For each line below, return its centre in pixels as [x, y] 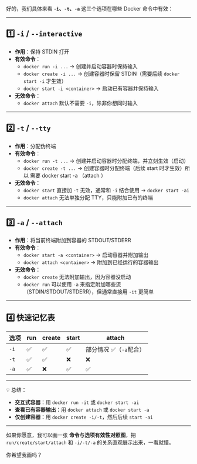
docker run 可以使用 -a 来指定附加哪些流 [72, 285]
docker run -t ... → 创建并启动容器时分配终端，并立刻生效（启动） [106, 161]
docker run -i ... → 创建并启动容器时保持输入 [80, 66]
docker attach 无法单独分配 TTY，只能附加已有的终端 [88, 197]
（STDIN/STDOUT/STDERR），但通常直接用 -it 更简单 [89, 292]
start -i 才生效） [45, 81]
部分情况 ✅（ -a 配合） [116, 350]
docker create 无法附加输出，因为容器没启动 [77, 277]
